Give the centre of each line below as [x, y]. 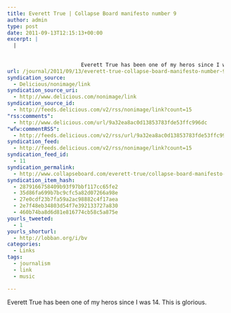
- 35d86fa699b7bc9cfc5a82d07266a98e [66, 193]
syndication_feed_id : [38, 155]
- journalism [32, 263]
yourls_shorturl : [32, 232]
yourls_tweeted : [30, 219]
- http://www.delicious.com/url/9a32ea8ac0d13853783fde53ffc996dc [110, 122]
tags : [15, 257]
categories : [24, 244]
